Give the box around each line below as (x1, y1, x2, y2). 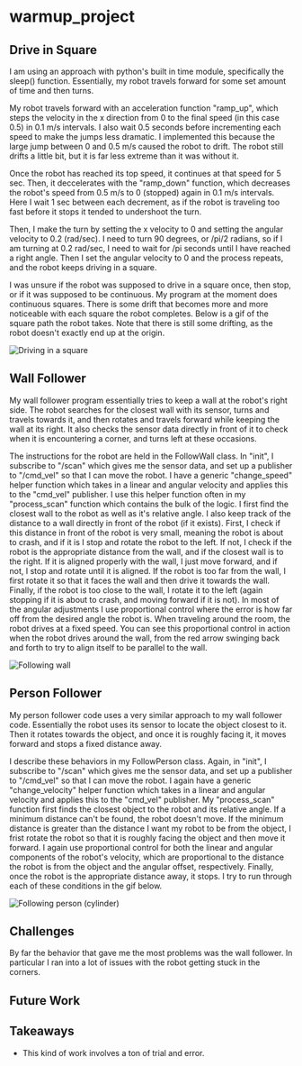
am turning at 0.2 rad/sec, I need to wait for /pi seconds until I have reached (9, 243, 291, 253)
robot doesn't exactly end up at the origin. (9, 327, 165, 338)
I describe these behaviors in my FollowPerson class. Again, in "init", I (9, 755, 267, 767)
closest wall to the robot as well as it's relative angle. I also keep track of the (9, 507, 291, 519)
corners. (9, 967, 41, 978)
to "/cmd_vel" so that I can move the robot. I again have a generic (9, 775, 252, 786)
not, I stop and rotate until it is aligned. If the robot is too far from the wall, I (9, 565, 286, 576)
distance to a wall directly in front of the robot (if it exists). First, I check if (9, 517, 281, 528)
